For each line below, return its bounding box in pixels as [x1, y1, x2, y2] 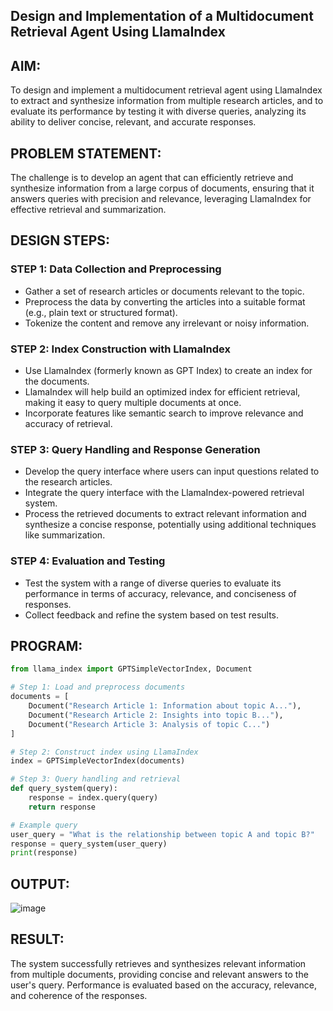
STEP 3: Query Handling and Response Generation [10, 442, 261, 456]
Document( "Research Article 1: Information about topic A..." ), [28, 701, 302, 711]
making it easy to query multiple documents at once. [24, 397, 242, 408]
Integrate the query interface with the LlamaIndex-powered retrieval [24, 487, 305, 499]
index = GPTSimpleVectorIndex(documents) [10, 756, 186, 766]
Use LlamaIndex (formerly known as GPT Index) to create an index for [24, 365, 313, 376]
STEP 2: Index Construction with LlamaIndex [10, 342, 231, 356]
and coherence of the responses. [10, 989, 148, 1001]
